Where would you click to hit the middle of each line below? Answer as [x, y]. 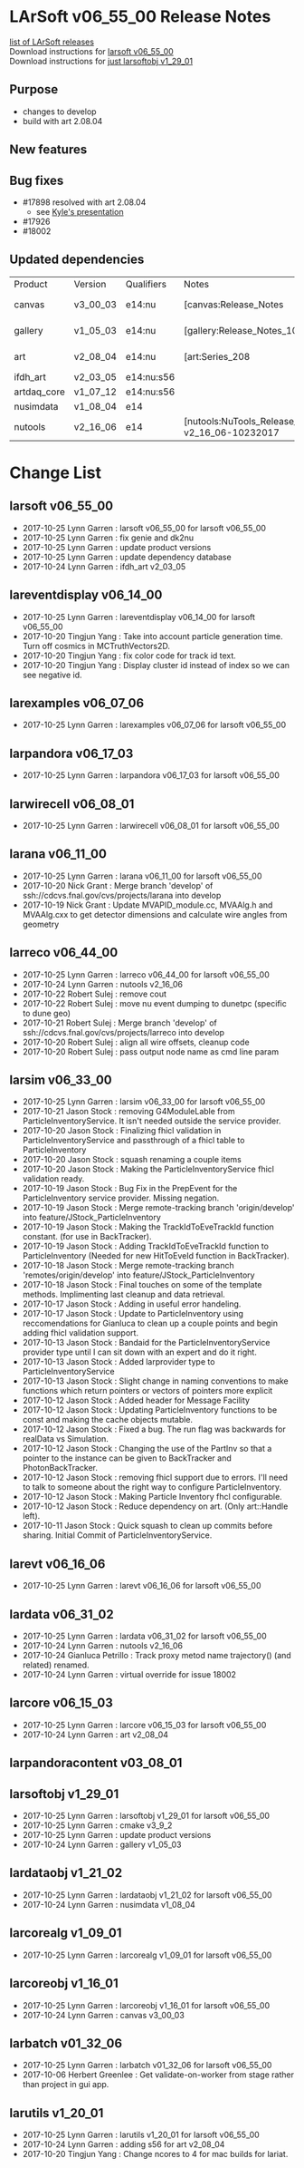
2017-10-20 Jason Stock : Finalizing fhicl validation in [122, 1131]
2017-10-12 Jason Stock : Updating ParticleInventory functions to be [150, 1410]
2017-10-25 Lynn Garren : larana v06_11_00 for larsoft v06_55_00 [142, 876]
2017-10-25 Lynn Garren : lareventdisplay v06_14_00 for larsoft [139, 617]
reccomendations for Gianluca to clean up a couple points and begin [150, 1323]
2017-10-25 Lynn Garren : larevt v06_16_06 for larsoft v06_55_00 [142, 1586]
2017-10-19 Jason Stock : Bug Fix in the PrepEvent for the [130, 1189]
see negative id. [52, 675]
